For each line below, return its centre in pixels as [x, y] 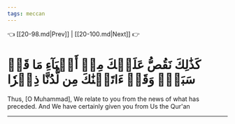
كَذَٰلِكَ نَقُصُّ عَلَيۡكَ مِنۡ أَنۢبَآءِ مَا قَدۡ [104, 64]
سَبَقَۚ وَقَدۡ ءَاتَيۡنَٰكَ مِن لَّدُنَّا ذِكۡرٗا [101, 79]
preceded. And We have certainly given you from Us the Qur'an [99, 106]
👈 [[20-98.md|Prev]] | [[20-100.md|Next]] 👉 [73, 34]
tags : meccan [26, 14]
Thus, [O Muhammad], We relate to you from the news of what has [103, 99]
